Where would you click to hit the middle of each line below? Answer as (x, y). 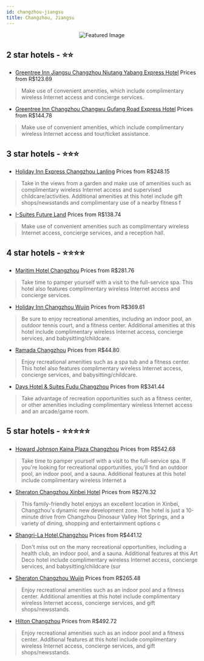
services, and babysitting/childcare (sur (71, 566)
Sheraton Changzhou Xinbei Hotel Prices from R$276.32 (86, 492)
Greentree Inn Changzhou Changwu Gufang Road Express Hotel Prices (104, 109)
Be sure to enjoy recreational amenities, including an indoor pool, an (106, 319)
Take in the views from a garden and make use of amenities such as (106, 183)
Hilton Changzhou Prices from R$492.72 (66, 621)
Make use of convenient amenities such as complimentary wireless (105, 227)
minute (30, 517)
